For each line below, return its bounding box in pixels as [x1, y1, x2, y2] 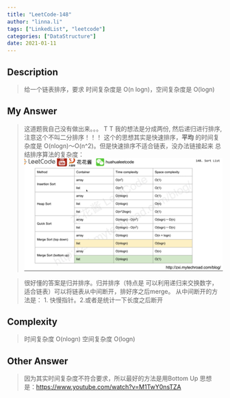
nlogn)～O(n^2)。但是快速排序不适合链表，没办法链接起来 [50, 141, 214, 150]
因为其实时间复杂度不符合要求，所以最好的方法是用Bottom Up [23, 374, 199, 383]
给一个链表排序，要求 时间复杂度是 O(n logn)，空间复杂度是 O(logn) [23, 85, 215, 93]
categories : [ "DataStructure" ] [7, 33, 97, 40]
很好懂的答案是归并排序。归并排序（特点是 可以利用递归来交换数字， [23, 278, 218, 287]
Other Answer [7, 355, 68, 366]
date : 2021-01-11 [7, 40, 57, 47]
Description [7, 66, 58, 78]
